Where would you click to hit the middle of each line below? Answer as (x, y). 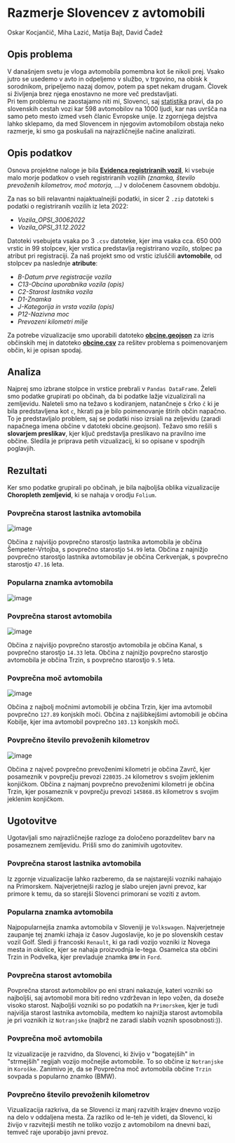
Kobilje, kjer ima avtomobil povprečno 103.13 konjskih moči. (94, 722)
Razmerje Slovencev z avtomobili (106, 13)
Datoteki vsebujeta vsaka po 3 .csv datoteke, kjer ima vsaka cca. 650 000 (114, 241)
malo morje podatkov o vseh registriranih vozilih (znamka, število (101, 178)
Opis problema (40, 54)
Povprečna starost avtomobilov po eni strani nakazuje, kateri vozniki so (110, 991)
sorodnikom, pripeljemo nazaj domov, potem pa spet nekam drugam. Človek (117, 86)
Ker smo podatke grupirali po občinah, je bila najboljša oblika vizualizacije (114, 488)
